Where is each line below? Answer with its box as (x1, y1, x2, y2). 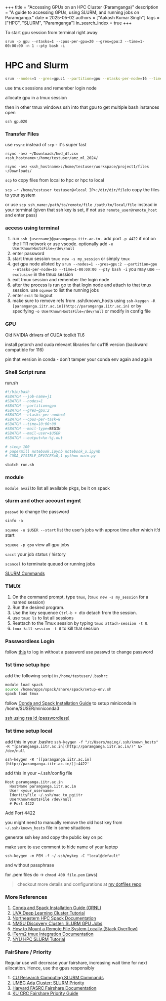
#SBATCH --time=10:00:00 (5, 422, 56, 427)
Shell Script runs (5, 368, 46, 375)
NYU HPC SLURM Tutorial (12, 936, 65, 942)
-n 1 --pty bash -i (25, 44, 65, 48)
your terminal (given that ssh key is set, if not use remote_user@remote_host (5, 207, 157, 213)
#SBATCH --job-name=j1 (5, 394, 52, 399)
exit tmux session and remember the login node (12, 277, 110, 283)
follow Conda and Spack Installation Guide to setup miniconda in (5, 700, 137, 706)
